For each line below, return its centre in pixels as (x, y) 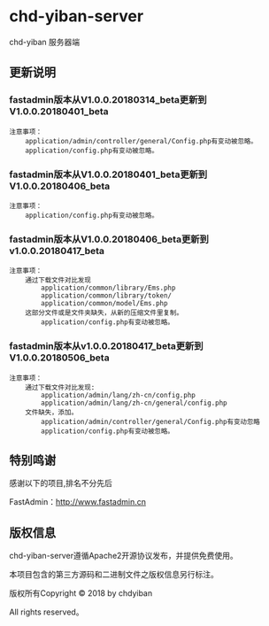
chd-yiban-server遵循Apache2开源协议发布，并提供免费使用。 (124, 556)
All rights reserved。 (46, 612)
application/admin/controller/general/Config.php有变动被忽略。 (142, 141)
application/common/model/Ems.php (104, 304)
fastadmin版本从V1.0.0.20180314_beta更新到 (108, 100)
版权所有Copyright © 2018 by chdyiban (81, 593)
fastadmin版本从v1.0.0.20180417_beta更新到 (106, 346)
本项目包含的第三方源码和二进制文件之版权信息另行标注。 (114, 575)
